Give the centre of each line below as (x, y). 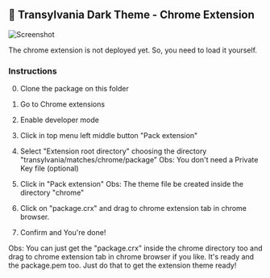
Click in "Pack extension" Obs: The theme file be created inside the (132, 184)
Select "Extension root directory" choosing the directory (113, 151)
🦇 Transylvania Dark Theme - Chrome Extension (132, 15)
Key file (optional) (49, 168)
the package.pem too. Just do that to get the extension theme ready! (123, 265)
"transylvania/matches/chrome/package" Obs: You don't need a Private (139, 160)
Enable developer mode (59, 120)
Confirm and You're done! (63, 233)
